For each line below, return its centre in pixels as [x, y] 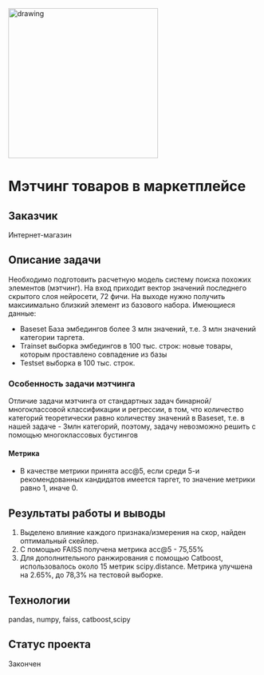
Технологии [39, 600]
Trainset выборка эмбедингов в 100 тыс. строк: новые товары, [126, 345]
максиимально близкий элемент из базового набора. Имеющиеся [122, 305]
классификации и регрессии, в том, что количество [156, 409]
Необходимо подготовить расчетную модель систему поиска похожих [130, 279]
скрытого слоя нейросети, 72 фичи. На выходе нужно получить [117, 296]
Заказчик [33, 216]
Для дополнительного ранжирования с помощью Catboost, [121, 558]
